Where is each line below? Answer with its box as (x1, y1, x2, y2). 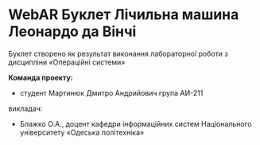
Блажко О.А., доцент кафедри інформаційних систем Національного (19, 119, 252, 128)
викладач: (8, 104, 43, 113)
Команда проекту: (8, 72, 73, 82)
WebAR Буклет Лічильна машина (8, 6, 239, 24)
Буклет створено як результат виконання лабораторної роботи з (8, 49, 229, 58)
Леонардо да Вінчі (8, 22, 137, 41)
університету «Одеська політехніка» (19, 127, 145, 137)
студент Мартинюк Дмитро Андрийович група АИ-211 (19, 88, 204, 97)
